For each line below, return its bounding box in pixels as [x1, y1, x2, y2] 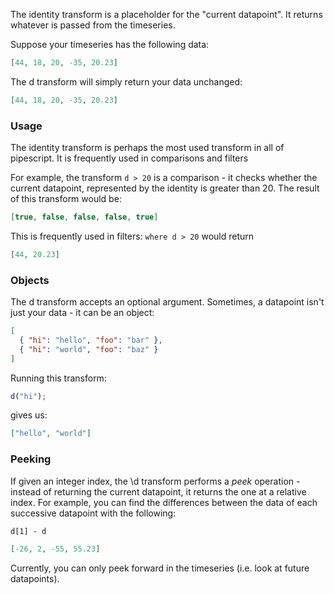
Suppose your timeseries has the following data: [10, 39, 210, 50]
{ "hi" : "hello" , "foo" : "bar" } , [19, 335, 163, 345]
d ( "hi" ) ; [10, 391, 47, 401]
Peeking [10, 452, 52, 466]
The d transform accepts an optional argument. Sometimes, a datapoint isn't [10, 296, 325, 308]
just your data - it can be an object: [10, 307, 155, 319]
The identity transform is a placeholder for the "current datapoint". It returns [10, 9, 323, 20]
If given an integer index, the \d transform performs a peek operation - [10, 475, 301, 487]
